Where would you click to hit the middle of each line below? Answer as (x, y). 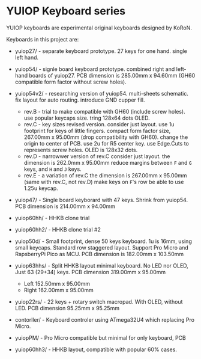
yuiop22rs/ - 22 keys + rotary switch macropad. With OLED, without (99, 301)
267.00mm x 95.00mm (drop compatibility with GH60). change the (106, 137)
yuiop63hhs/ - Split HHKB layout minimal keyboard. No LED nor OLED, (102, 265)
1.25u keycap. (41, 188)
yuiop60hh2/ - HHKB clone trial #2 (58, 229)
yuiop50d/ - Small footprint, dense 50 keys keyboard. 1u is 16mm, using (103, 241)
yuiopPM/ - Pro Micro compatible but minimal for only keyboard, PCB (100, 337)
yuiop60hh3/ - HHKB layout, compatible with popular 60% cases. (96, 349)
